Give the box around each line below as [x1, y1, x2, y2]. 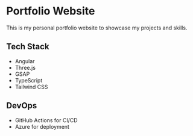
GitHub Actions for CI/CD [14, 116, 78, 124]
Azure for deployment [14, 123, 69, 130]
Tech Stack [6, 42, 49, 52]
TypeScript [14, 76, 43, 84]
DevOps [6, 100, 37, 111]
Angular [14, 57, 35, 64]
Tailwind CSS [14, 83, 48, 90]
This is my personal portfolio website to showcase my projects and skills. [6, 24, 188, 31]
